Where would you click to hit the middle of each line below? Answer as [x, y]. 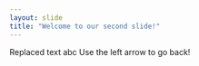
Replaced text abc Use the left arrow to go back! [100, 52]
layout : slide [36, 18]
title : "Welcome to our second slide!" [85, 26]
